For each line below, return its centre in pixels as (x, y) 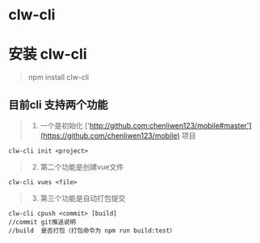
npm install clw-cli (59, 78)
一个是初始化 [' (65, 125)
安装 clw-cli (48, 54)
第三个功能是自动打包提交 (83, 198)
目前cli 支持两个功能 (58, 105)
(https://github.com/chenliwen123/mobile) (110, 136)
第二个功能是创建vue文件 (82, 166)
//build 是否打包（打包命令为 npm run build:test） (92, 230)
